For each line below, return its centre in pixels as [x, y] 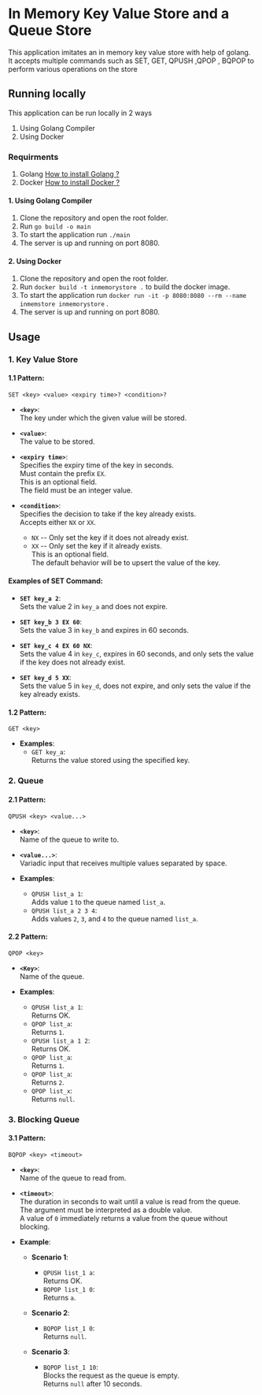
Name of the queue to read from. [73, 1177]
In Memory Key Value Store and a [119, 14]
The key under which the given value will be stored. [103, 418]
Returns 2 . [48, 1082]
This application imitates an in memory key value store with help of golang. [129, 52]
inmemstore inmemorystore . [64, 303]
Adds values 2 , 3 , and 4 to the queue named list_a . [114, 918]
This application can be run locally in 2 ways [80, 113]
